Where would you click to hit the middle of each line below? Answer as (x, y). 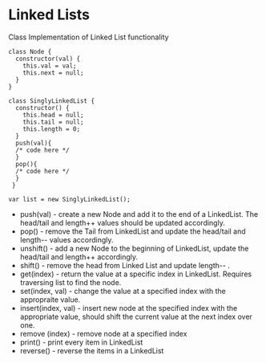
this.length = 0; (52, 129)
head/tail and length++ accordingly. (79, 257)
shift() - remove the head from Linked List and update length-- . (125, 265)
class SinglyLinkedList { (51, 101)
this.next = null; (53, 73)
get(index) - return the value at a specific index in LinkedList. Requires (136, 274)
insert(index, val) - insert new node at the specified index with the (129, 308)
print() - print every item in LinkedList (81, 342)
